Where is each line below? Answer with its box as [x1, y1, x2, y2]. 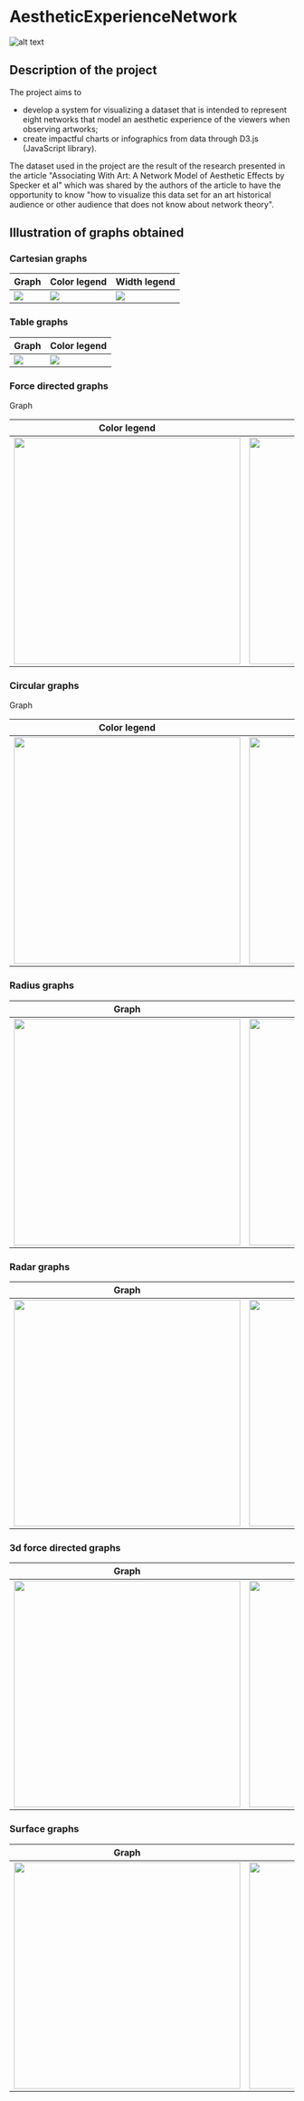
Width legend [115, 276, 176, 288]
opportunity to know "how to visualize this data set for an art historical [9, 189, 271, 200]
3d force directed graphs [9, 1541, 121, 1554]
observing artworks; [22, 123, 99, 134]
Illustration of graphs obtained [9, 225, 185, 241]
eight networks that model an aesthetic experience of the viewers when [22, 113, 290, 124]
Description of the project [9, 63, 157, 78]
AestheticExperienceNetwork [9, 6, 238, 27]
